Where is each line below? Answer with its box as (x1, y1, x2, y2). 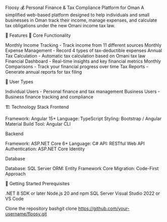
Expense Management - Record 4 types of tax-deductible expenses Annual (5, 47, 162, 53)
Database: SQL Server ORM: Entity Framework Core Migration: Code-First (5, 165, 159, 171)
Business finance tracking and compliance (5, 94, 93, 100)
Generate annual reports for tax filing (5, 69, 82, 75)
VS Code (5, 196, 24, 201)
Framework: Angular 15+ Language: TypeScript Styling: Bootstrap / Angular (5, 116, 162, 122)
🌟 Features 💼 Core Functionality (5, 32, 71, 38)
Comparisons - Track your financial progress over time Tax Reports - (5, 64, 149, 70)
